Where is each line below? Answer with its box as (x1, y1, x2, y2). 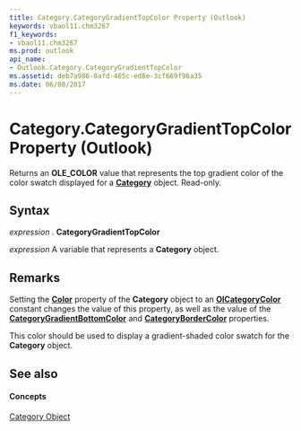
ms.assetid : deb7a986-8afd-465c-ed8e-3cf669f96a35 (9, 72, 202, 81)
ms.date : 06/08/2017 (9, 80, 87, 89)
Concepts (9, 391, 47, 402)
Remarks (9, 270, 61, 286)
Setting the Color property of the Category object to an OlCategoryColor (9, 294, 281, 305)
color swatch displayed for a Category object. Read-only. (9, 177, 222, 188)
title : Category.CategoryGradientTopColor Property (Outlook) (9, 13, 246, 22)
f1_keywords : (9, 30, 58, 39)
